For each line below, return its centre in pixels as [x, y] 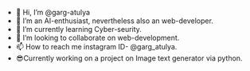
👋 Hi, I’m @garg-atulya [53, 12]
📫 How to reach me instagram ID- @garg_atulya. [96, 47]
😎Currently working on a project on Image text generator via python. [129, 58]
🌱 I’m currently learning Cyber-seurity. [78, 29]
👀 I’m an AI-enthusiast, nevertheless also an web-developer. [114, 21]
